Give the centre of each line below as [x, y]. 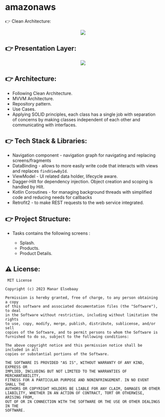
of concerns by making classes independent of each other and [76, 119]
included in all [22, 350]
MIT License [20, 280]
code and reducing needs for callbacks [52, 198]
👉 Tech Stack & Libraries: [46, 141]
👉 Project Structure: [38, 219]
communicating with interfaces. [44, 125]
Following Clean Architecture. [42, 93]
